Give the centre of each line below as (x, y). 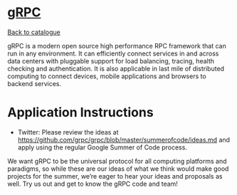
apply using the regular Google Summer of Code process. (102, 147)
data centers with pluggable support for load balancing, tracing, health (111, 60)
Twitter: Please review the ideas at (68, 132)
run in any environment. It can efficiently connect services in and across (113, 53)
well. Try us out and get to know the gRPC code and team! (93, 184)
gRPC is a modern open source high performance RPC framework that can (117, 46)
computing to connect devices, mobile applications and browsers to (107, 76)
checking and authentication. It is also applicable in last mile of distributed (116, 68)
